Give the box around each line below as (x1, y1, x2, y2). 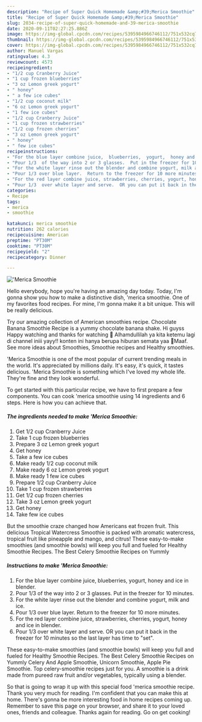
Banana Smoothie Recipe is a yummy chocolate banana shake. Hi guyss (7, 325, 185, 332)
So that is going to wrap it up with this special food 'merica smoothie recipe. (7, 683, 195, 691)
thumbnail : (7, 37, 34, 43)
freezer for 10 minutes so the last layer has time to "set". (15, 634, 155, 642)
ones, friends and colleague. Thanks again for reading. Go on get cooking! (7, 709, 191, 716)
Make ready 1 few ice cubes (15, 473, 85, 480)
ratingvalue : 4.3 (7, 53, 50, 59)
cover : (7, 43, 23, 49)
